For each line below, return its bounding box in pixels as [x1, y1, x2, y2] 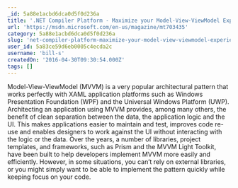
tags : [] [7, 63, 33, 70]
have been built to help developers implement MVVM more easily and [7, 150, 210, 158]
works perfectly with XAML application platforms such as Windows [7, 90, 203, 98]
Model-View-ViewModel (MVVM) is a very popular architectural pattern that [7, 82, 229, 90]
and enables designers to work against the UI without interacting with [19, 127, 222, 136]
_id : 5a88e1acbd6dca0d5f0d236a [7, 10, 100, 18]
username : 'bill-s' [7, 50, 65, 57]
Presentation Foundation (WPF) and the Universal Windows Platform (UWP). [7, 97, 229, 106]
